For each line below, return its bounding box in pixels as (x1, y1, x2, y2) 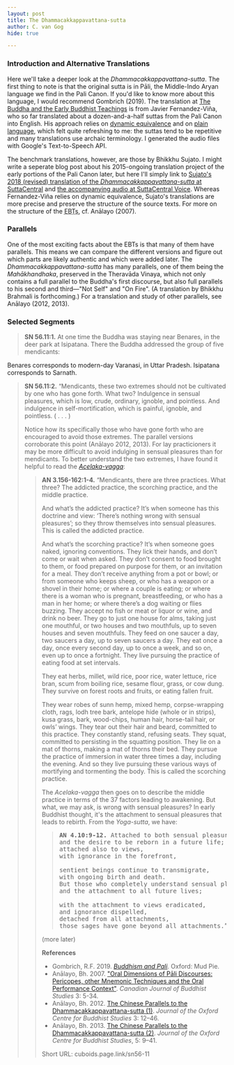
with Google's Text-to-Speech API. (7, 141, 107, 150)
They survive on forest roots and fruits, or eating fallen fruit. (41, 687, 214, 695)
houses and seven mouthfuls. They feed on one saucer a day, (41, 629, 219, 637)
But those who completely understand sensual (58, 880, 217, 888)
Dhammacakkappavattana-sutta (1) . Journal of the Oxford (52, 1006, 219, 1015)
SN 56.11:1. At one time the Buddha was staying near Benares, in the (24, 333, 221, 341)
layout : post (7, 10, 45, 17)
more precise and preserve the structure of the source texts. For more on (7, 200, 217, 208)
